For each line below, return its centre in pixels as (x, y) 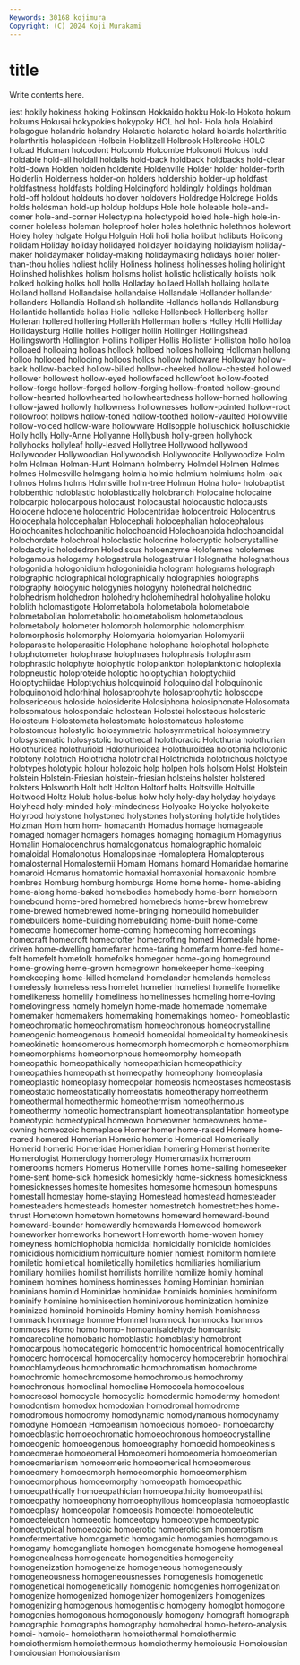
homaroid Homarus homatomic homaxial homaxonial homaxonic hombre (143, 873)
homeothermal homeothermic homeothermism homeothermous (127, 1101)
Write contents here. (47, 95)
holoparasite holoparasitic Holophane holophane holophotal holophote (139, 645)
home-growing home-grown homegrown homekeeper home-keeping (137, 969)
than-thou (28, 264)
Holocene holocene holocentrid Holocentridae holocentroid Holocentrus (142, 512)
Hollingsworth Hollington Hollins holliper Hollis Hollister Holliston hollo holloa (150, 340)
